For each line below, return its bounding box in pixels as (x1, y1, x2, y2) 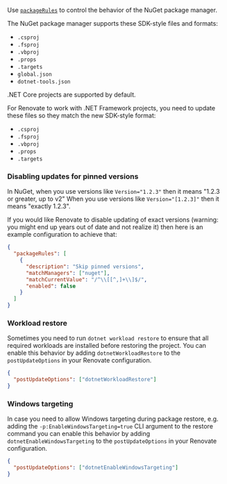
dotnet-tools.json (17, 78, 71, 85)
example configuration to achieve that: (7, 231, 117, 239)
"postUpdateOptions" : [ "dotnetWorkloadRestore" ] (13, 376, 157, 383)
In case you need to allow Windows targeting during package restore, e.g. (7, 415, 219, 423)
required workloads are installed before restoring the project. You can (7, 342, 207, 350)
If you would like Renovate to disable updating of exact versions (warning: (7, 215, 219, 224)
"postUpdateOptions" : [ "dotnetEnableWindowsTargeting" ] (13, 465, 178, 472)
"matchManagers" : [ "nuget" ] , (25, 269, 110, 276)
